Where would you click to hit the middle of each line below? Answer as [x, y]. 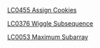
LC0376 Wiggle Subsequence [50, 23]
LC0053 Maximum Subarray [48, 37]
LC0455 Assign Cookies [42, 10]
